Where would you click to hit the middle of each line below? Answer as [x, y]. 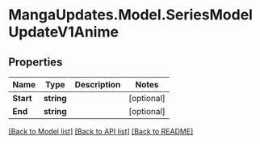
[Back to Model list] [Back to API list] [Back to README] [101, 131]
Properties [36, 62]
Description [98, 85]
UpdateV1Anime [64, 32]
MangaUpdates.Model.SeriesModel [130, 15]
